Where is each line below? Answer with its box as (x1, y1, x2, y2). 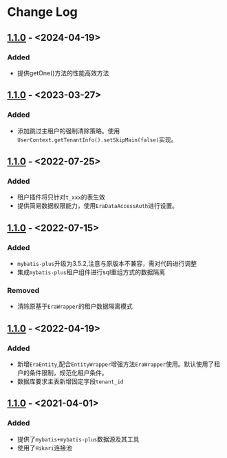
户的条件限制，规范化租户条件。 (17, 368, 108, 376)
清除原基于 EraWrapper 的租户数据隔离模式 (17, 302, 133, 311)
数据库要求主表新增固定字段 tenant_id (17, 377, 124, 385)
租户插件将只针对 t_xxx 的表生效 (17, 193, 105, 201)
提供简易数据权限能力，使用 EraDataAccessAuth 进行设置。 (17, 202, 179, 210)
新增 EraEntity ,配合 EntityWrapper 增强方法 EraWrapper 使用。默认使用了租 (17, 360, 220, 368)
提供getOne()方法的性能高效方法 (17, 68, 109, 77)
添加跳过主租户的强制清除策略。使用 (17, 126, 120, 135)
